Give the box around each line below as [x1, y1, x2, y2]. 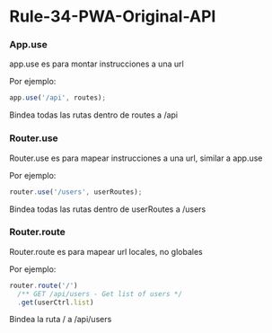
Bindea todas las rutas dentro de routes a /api [9, 110, 178, 120]
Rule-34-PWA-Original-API [9, 6, 216, 27]
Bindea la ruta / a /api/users [9, 314, 112, 325]
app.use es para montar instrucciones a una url [9, 58, 184, 69]
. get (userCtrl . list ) [17, 298, 94, 307]
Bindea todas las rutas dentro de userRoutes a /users [9, 204, 206, 215]
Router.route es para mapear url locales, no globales [9, 246, 204, 257]
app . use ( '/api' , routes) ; [9, 93, 106, 102]
